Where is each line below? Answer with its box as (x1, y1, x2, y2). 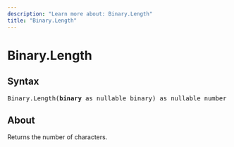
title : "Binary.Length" (7, 17, 78, 24)
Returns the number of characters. (7, 133, 108, 141)
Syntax (7, 76, 39, 88)
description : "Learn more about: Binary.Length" (7, 10, 153, 18)
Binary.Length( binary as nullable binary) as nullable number (7, 94, 227, 102)
